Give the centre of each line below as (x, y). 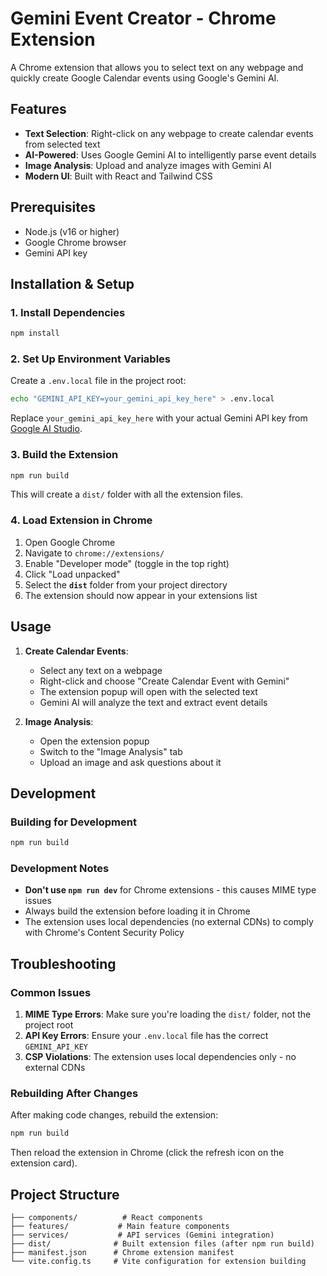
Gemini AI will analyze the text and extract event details (153, 702)
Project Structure (65, 1194)
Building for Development (73, 822)
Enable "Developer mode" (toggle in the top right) (127, 563)
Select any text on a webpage (101, 670)
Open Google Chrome (70, 542)
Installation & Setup (72, 283)
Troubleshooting (63, 963)
